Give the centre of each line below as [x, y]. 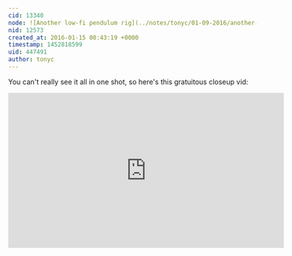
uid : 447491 [28, 52]
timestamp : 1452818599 [45, 45]
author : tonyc [31, 60]
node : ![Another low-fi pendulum [63, 23]
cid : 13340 [26, 15]
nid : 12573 [26, 30]
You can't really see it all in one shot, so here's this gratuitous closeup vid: [128, 82]
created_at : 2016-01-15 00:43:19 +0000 [74, 37]
